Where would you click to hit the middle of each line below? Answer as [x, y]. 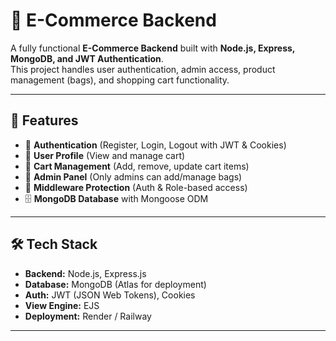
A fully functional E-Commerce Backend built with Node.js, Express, [153, 48]
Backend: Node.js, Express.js [85, 273]
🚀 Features [44, 120]
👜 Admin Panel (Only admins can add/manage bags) [133, 176]
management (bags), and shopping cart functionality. [120, 80]
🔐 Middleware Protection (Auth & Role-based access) [136, 187]
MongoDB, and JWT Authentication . [87, 58]
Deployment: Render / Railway [88, 316]
